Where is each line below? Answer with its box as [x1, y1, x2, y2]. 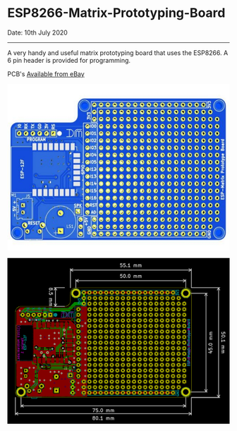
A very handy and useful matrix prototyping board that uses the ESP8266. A [7, 48, 229, 57]
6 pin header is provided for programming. [7, 56, 131, 64]
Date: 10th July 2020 [7, 28, 68, 37]
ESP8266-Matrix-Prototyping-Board [7, 5, 226, 21]
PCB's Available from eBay [7, 69, 85, 78]
